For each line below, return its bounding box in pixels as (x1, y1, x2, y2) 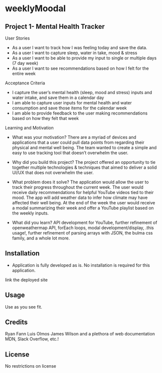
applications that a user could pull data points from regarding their (12, 139, 145, 145)
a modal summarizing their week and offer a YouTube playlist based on (12, 205, 154, 211)
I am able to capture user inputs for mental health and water (12, 100, 132, 105)
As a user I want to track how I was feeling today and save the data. (12, 45, 147, 50)
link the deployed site (5, 276, 48, 283)
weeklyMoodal (5, 3, 66, 14)
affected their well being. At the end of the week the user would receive (12, 200, 155, 205)
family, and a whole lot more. (12, 235, 70, 241)
